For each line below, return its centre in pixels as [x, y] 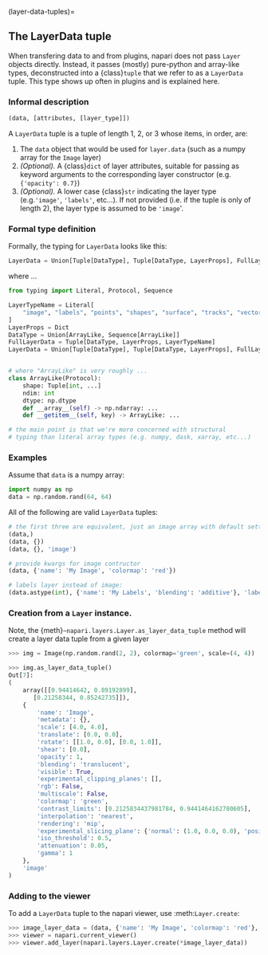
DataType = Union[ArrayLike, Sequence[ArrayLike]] [94, 335]
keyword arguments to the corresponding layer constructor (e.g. [125, 174]
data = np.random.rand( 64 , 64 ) [60, 497]
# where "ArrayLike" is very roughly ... [78, 371]
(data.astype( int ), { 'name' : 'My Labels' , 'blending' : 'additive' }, [124, 593]
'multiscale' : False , [73, 794]
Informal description [49, 101]
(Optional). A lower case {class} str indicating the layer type [118, 191]
